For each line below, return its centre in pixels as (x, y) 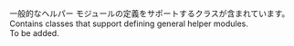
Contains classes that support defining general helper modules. (129, 23)
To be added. (34, 33)
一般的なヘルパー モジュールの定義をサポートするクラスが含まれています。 (150, 14)
